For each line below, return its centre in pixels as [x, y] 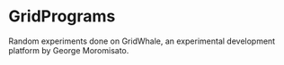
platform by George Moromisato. [69, 50]
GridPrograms [62, 16]
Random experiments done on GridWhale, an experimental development [142, 41]
